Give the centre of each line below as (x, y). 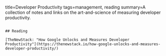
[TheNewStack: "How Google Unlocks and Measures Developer (67, 40)
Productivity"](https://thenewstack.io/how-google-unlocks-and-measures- (83, 44)
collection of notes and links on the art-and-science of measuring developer (83, 12)
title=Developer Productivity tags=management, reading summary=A (75, 7)
